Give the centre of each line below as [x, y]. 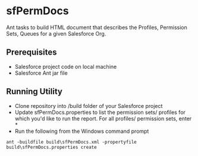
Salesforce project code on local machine [66, 66]
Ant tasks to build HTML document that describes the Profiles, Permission [97, 27]
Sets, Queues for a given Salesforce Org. [56, 33]
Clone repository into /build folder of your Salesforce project [89, 106]
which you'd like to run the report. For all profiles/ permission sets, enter [103, 118]
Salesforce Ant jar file [41, 73]
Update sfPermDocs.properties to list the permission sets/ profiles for [100, 112]
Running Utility [34, 92]
